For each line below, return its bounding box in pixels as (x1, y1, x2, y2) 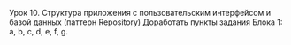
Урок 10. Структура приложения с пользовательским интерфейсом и (9, 8, 272, 18)
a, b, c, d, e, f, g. (9, 26, 68, 36)
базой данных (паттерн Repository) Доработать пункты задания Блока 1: (9, 17, 283, 27)
